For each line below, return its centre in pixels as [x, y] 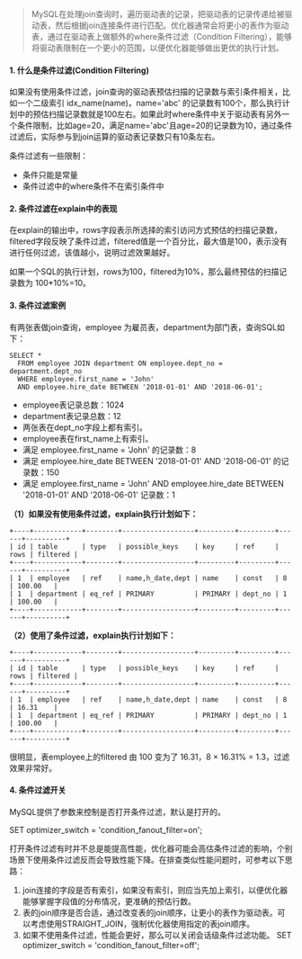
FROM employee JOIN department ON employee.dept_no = [120, 363]
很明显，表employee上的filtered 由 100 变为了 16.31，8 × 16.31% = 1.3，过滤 [150, 757]
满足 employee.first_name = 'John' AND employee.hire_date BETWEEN [153, 483]
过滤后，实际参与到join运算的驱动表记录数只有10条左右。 [115, 137]
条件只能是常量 [50, 175]
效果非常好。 [33, 767]
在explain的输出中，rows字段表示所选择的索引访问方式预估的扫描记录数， [146, 230]
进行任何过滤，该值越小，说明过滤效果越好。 [92, 253]
